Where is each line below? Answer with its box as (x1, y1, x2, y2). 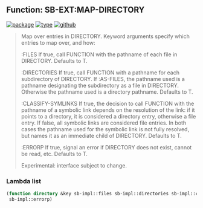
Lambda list (6, 177, 41, 185)
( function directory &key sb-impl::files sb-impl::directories (6, 190, 169, 197)
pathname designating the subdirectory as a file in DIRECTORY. (21, 82, 179, 89)
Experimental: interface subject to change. (21, 161, 127, 169)
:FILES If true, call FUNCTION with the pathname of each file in (21, 51, 178, 58)
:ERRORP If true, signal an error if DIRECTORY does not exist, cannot (21, 143, 192, 151)
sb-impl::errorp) (8, 196, 53, 202)
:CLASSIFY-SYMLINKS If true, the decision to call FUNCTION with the (21, 100, 195, 107)
